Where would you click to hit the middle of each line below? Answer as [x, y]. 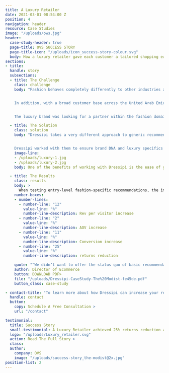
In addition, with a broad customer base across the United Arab [84, 103]
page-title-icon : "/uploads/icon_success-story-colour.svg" [74, 52]
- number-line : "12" [40, 204]
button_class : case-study [41, 283]
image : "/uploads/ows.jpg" [33, 33]
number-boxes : [29, 195]
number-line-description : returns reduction [71, 256]
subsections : [23, 76]
